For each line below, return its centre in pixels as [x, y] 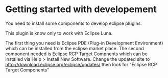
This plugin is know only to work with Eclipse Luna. [59, 33]
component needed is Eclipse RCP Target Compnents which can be [77, 54]
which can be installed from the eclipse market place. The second [75, 48]
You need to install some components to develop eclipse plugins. [74, 23]
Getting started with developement [81, 9]
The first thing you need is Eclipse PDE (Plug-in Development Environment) [84, 43]
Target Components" [27, 70]
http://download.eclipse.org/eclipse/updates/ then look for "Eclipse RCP [81, 64]
